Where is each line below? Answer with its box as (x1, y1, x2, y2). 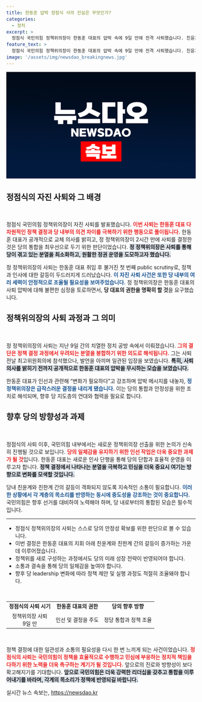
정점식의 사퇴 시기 (8, 603, 51, 610)
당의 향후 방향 (112, 603, 144, 610)
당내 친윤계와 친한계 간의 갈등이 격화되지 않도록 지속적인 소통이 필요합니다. (6, 483, 182, 490)
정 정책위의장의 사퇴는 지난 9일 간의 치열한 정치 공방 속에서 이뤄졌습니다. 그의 (6, 342, 188, 349)
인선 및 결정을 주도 (55, 616, 99, 623)
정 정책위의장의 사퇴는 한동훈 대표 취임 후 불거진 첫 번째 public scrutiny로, (6, 264, 180, 271)
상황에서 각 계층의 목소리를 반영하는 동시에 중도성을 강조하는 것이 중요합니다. (12, 491, 191, 498)
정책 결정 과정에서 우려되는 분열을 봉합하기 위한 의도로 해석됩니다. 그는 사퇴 (17, 349, 192, 357)
